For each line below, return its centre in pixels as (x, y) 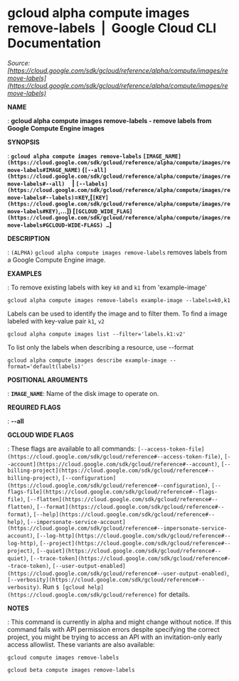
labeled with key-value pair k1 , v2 (56, 321)
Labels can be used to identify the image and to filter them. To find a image (117, 313)
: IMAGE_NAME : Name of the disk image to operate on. (83, 393)
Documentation (54, 43)
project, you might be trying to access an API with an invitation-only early (115, 637)
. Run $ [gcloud (62, 586)
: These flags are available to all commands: (72, 449)
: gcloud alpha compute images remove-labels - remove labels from (110, 120)
